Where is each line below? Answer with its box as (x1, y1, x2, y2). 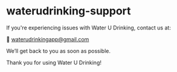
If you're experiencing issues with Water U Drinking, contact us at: (6, 24, 171, 31)
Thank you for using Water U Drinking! (6, 59, 101, 66)
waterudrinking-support (6, 4, 131, 18)
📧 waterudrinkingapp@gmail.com (6, 35, 89, 43)
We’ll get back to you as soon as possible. (6, 47, 111, 55)
